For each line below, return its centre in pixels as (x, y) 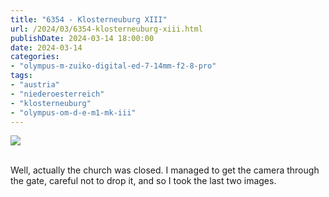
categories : (35, 57)
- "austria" (35, 85)
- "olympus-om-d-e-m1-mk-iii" (73, 112)
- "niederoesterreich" (57, 94)
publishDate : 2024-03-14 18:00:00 (82, 38)
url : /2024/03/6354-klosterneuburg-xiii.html (106, 29)
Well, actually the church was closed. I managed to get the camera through (165, 170)
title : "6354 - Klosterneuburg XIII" (89, 19)
